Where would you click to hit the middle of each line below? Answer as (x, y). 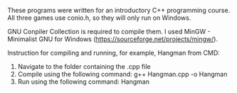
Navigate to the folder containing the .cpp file (84, 66)
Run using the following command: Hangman (83, 82)
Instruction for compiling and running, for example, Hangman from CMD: (114, 53)
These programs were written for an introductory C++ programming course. (119, 10)
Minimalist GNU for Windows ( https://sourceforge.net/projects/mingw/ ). (113, 39)
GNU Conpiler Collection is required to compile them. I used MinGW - (109, 32)
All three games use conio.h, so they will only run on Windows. (99, 18)
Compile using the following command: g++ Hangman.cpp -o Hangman (122, 74)
